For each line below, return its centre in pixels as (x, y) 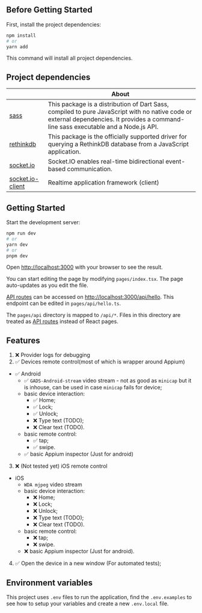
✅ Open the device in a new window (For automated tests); (88, 564)
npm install (21, 36)
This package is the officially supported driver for (118, 137)
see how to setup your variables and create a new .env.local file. (87, 604)
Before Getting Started (50, 10)
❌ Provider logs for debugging (52, 355)
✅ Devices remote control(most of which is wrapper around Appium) (100, 362)
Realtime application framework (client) (103, 183)
